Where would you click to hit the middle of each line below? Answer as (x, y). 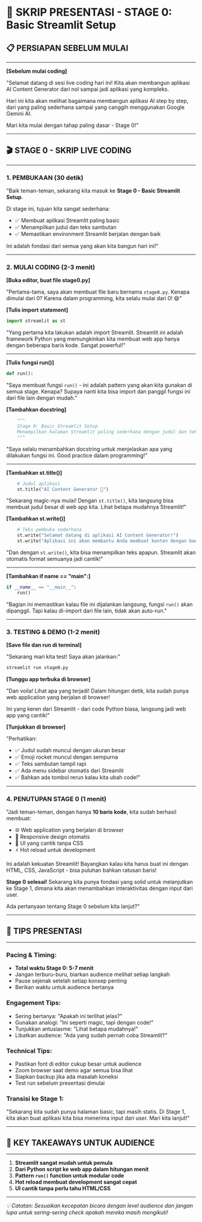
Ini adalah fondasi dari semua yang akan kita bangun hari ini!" (82, 246)
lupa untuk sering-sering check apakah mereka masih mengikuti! (87, 1212)
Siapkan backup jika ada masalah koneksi (66, 1076)
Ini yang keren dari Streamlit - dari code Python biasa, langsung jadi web (96, 709)
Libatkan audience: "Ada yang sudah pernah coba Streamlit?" (91, 1035)
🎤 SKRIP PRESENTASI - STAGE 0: (89, 12)
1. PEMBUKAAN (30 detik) (45, 177)
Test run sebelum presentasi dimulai (60, 1083)
